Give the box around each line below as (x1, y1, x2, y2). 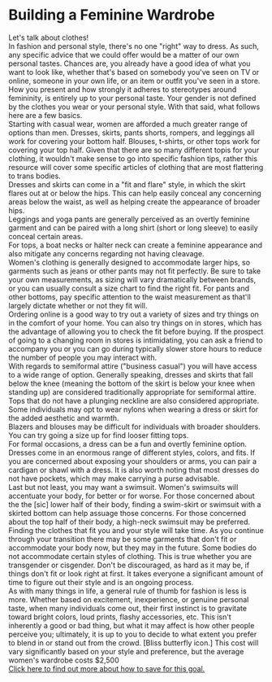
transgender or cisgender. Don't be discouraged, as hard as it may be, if (8, 560, 250, 570)
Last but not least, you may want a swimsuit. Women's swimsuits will (8, 482, 239, 492)
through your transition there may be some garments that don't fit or (8, 534, 237, 544)
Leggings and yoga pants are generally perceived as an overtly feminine (8, 214, 250, 224)
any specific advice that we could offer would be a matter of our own (8, 50, 240, 59)
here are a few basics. (8, 110, 83, 120)
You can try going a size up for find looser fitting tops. (8, 430, 189, 440)
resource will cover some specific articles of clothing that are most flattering (8, 162, 264, 172)
